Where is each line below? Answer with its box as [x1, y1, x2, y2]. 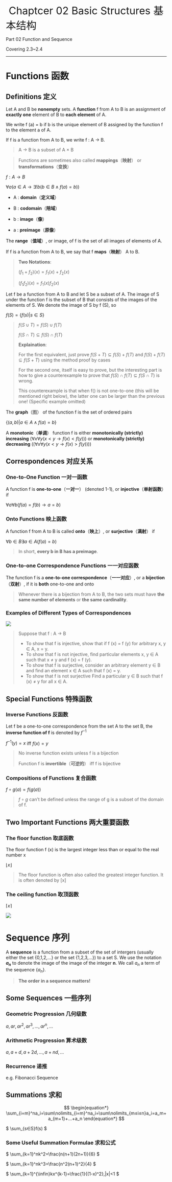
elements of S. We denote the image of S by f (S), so [6, 302, 116, 308]
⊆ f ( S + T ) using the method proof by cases [18, 357, 111, 363]
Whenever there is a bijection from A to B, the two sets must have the [18, 591, 165, 597]
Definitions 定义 [6, 92, 57, 101]
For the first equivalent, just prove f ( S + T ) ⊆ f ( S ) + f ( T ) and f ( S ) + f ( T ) [18, 351, 165, 357]
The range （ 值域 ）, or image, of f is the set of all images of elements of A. [6, 238, 162, 244]
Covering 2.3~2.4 [6, 46, 43, 52]
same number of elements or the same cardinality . [18, 596, 128, 603]
